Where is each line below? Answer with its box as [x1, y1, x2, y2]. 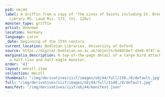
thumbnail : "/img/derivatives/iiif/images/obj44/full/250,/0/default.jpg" [5, 75, 162, 80]
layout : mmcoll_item [5, 67, 48, 72]
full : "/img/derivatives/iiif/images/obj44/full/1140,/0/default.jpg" [5, 80, 153, 85]
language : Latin [5, 35, 38, 40]
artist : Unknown [5, 25, 38, 30]
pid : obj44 [5, 7, 27, 12]
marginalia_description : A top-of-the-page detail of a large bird [5, 52, 146, 58]
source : [5, 48, 21, 53]
